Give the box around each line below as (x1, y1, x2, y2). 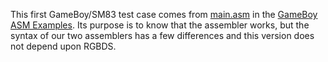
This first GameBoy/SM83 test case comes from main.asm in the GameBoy (10, 9, 318, 20)
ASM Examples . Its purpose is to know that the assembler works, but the (10, 19, 310, 31)
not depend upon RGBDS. (10, 40, 117, 52)
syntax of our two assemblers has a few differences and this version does (10, 30, 315, 41)
